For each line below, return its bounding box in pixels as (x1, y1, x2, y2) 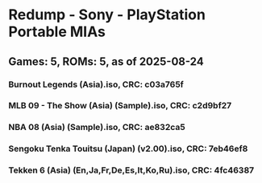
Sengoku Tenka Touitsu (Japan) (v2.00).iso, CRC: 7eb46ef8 (8, 143, 248, 154)
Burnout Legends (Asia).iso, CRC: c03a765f (8, 79, 184, 90)
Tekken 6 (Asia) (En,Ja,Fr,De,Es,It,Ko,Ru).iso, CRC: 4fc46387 (8, 165, 255, 176)
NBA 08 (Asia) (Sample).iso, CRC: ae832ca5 (8, 122, 185, 133)
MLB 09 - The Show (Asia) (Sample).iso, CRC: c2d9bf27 (8, 100, 232, 112)
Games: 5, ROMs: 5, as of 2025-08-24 (8, 55, 204, 68)
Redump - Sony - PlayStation (8, 6, 206, 24)
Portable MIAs (8, 22, 106, 41)
